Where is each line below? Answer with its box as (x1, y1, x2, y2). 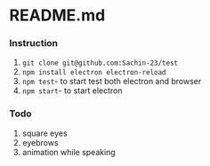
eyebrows (21, 137, 60, 147)
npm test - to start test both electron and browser (21, 76, 202, 87)
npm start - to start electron (21, 85, 123, 96)
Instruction (9, 37, 59, 50)
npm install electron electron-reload (21, 68, 166, 77)
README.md (9, 5, 106, 26)
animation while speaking (21, 146, 116, 157)
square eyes (21, 128, 69, 138)
